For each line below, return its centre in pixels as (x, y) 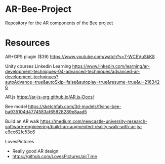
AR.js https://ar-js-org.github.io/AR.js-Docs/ (50, 97)
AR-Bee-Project (38, 9)
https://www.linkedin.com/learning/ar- (111, 66)
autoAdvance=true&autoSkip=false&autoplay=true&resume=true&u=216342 (82, 82)
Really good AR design (35, 151)
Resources (28, 43)
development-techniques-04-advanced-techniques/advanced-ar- (72, 71)
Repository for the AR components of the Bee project (59, 23)
